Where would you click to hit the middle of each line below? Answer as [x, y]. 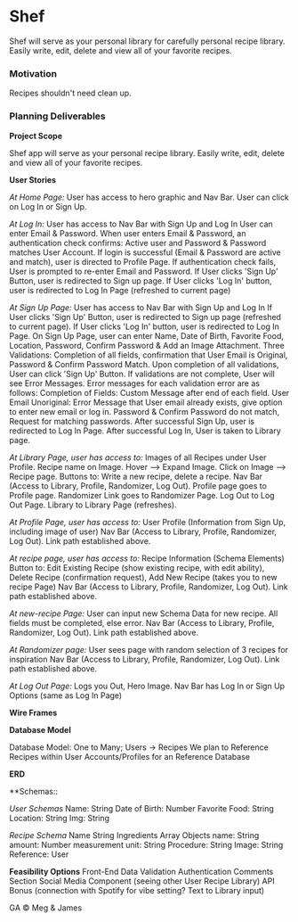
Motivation [33, 73]
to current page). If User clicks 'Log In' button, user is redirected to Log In [145, 326]
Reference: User [39, 854]
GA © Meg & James [46, 908]
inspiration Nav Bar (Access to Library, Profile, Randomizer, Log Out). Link [145, 659]
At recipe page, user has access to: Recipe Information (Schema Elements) [147, 558]
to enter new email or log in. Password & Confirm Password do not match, [145, 411]
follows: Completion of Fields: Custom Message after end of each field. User [149, 392]
